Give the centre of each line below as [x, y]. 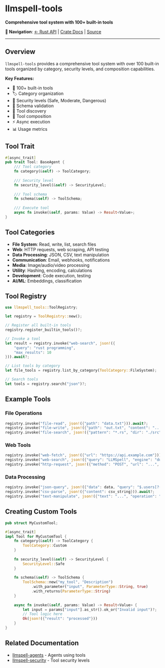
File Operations [24, 413]
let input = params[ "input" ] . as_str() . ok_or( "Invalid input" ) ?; [90, 610]
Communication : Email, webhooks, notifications [61, 260]
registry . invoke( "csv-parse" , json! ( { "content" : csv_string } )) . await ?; [80, 492]
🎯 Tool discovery [29, 111]
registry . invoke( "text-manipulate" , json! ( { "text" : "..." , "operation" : [81, 496]
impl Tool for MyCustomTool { [36, 536]
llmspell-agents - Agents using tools [49, 655]
